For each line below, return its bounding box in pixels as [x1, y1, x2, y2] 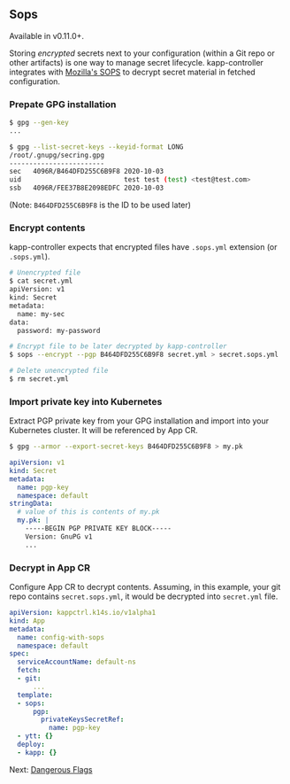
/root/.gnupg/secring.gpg [9, 151, 104, 159]
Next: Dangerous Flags [9, 764, 93, 774]
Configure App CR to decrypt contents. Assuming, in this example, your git [9, 582, 281, 592]
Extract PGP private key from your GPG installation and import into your [9, 415, 270, 426]
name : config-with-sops [17, 633, 104, 641]
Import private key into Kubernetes [9, 395, 163, 408]
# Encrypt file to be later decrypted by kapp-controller [9, 342, 227, 351]
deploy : [17, 740, 46, 749]
